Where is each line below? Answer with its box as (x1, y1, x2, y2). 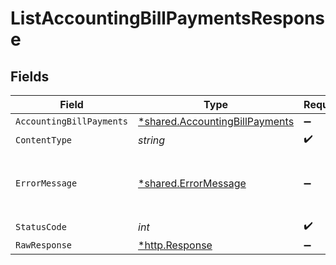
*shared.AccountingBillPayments (138, 115, 295, 128)
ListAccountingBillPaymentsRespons (10, 7, 326, 30)
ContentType (15, 134, 73, 146)
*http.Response (138, 238, 213, 252)
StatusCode (15, 221, 67, 232)
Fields (10, 68, 50, 85)
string (138, 133, 166, 147)
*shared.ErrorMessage (138, 177, 247, 190)
